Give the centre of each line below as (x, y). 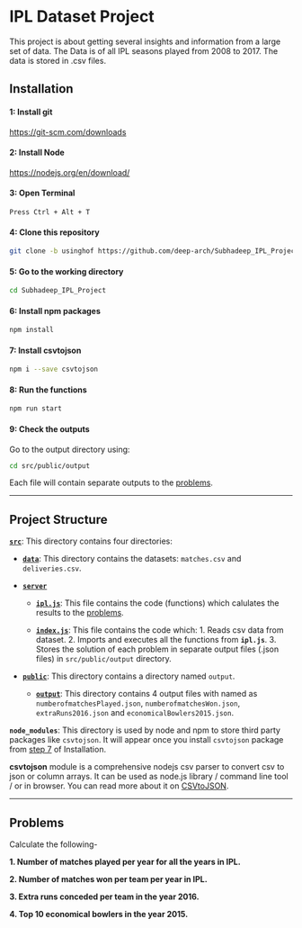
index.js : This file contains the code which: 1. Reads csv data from (160, 630)
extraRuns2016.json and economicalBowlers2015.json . (135, 713)
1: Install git (31, 112)
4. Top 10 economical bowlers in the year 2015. (99, 914)
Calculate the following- (53, 844)
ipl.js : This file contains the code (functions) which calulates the (157, 603)
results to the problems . (80, 613)
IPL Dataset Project (82, 17)
